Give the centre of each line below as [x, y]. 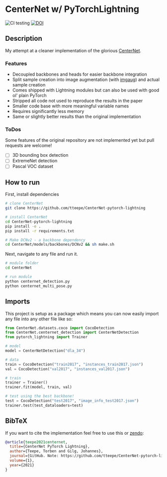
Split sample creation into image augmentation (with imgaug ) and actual [86, 80]
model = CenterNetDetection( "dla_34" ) [45, 351]
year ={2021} [22, 465]
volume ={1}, [22, 461]
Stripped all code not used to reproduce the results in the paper [78, 101]
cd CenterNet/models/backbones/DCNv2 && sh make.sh [60, 245]
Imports [18, 302]
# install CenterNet [27, 217]
